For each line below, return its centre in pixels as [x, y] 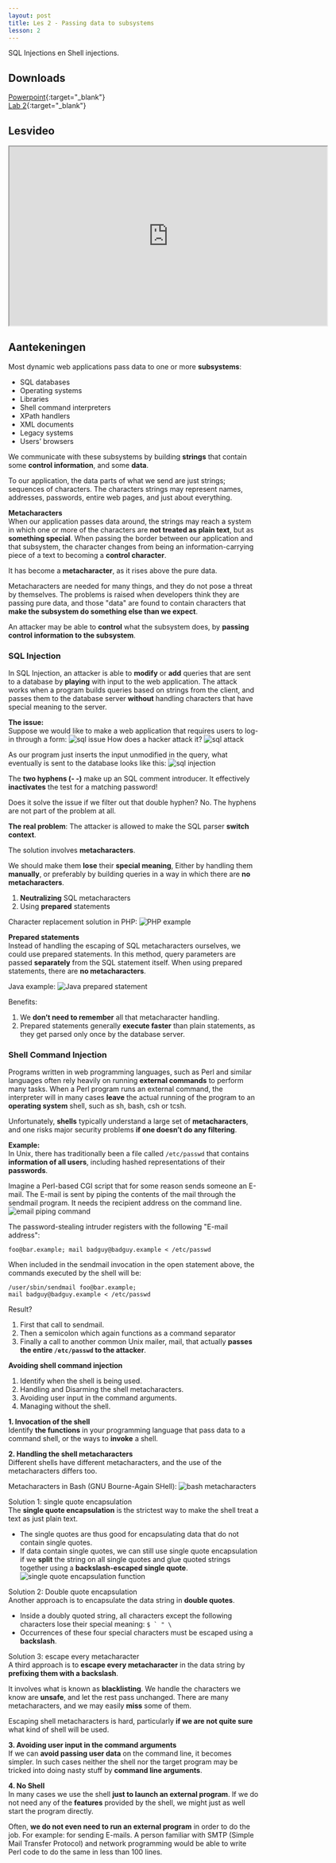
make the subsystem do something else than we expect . [103, 611]
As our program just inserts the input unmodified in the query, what [118, 755]
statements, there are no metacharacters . [77, 971]
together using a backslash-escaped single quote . [104, 1568]
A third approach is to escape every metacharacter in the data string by [127, 1665]
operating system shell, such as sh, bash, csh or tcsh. [97, 1106]
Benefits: [23, 1002]
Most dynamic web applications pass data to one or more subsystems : [125, 366]
